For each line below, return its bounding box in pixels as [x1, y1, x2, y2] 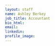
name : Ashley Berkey [5, 11, 46, 16]
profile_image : [5, 34, 35, 39]
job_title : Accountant [5, 16, 50, 21]
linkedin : [5, 29, 25, 34]
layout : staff [5, 7, 33, 12]
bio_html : [5, 20, 25, 25]
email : [5, 25, 18, 30]
